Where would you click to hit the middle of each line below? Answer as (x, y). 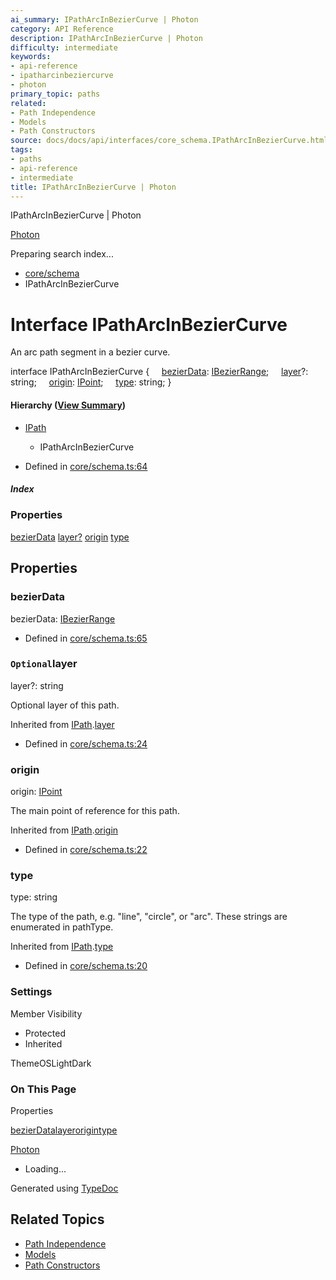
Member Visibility (46, 1013)
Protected (45, 1033)
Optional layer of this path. (65, 705)
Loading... (45, 1169)
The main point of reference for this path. (95, 811)
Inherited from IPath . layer (62, 724)
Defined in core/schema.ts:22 (86, 850)
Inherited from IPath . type (62, 947)
